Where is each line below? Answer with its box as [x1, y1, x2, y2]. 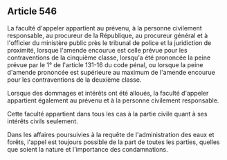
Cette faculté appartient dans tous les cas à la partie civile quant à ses [7, 109, 208, 118]
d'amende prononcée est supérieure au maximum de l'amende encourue [7, 68, 216, 76]
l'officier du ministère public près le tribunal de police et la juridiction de [7, 38, 212, 47]
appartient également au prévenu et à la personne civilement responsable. [7, 96, 219, 105]
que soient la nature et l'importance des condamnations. [7, 145, 168, 153]
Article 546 [7, 6, 57, 17]
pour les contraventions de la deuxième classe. [7, 75, 142, 84]
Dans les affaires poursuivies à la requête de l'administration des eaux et [7, 130, 215, 139]
